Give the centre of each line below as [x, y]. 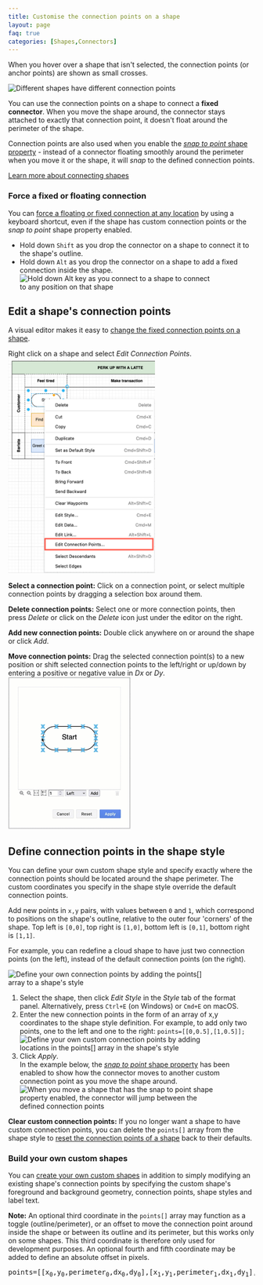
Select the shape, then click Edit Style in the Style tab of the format [128, 998]
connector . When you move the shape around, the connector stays [117, 112]
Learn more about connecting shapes [68, 176]
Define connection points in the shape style [117, 851]
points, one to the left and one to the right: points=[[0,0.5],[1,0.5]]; [132, 1031]
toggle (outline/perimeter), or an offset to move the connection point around [130, 1224]
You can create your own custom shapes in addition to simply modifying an [129, 1175]
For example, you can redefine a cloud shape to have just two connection [126, 951]
